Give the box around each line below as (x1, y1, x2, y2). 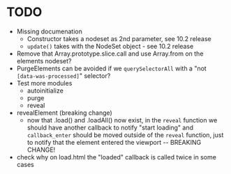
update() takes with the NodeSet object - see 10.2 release (27, 42, 194, 50)
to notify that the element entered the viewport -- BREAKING (27, 138, 202, 146)
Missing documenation (16, 27, 83, 35)
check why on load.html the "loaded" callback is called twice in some (16, 152, 217, 161)
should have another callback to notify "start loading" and (27, 123, 193, 132)
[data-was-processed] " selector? (16, 71, 111, 80)
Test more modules (16, 79, 73, 87)
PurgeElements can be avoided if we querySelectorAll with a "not (16, 64, 207, 72)
